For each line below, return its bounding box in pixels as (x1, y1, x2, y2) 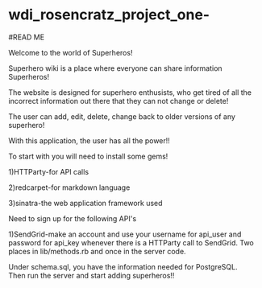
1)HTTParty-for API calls (8, 167, 89, 176)
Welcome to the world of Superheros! (8, 47, 133, 57)
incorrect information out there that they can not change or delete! (8, 96, 229, 105)
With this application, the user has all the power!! (8, 135, 171, 146)
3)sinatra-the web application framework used (8, 198, 163, 208)
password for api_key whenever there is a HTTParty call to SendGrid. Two (8, 237, 254, 247)
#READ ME (8, 32, 45, 42)
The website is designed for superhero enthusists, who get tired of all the (8, 87, 252, 97)
